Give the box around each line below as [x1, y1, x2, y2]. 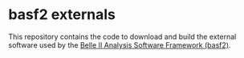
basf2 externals [8, 6, 116, 24]
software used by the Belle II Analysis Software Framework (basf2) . [8, 40, 231, 49]
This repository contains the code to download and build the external [8, 32, 237, 41]
